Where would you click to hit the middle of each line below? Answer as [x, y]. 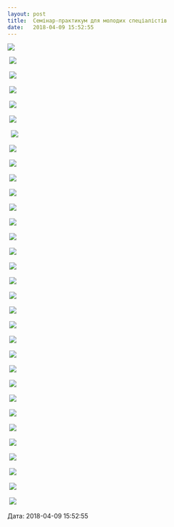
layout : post [27, 14]
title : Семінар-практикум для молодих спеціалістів [87, 21]
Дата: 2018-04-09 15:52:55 [48, 516]
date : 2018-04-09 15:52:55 [51, 27]
